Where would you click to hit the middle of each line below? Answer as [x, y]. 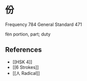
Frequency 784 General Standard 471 [44, 24]
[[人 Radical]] [26, 73]
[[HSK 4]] [22, 62]
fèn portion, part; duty [28, 34]
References [23, 50]
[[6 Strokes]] [25, 67]
